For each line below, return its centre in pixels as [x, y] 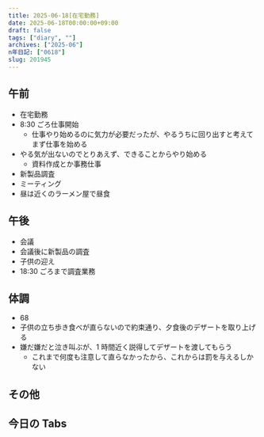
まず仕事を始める [59, 144]
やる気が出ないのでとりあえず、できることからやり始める [113, 154]
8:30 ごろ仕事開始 [49, 124]
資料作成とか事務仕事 [66, 164]
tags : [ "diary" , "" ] [42, 38]
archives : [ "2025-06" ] [46, 45]
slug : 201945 [30, 60]
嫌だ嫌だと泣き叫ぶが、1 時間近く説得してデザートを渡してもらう [126, 347]
